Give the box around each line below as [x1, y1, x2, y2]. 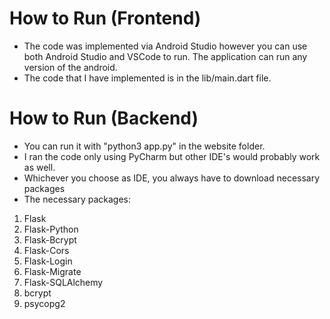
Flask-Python [23, 223, 79, 235]
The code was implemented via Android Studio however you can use [23, 40, 308, 52]
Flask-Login [23, 255, 73, 267]
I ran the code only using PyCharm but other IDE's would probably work [23, 150, 321, 162]
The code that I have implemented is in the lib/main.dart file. [23, 72, 272, 84]
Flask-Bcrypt [23, 233, 77, 246]
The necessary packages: [23, 193, 132, 205]
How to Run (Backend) [9, 107, 199, 130]
